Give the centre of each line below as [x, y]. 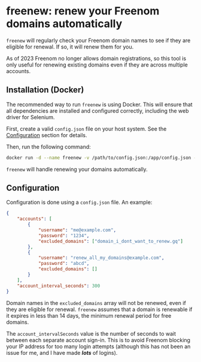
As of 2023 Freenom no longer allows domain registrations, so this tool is [96, 58]
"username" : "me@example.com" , [77, 230]
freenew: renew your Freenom [83, 11]
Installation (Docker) [45, 90]
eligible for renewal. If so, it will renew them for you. [70, 47]
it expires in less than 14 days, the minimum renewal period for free [89, 315]
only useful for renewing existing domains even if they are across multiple [97, 65]
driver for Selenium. [31, 117]
